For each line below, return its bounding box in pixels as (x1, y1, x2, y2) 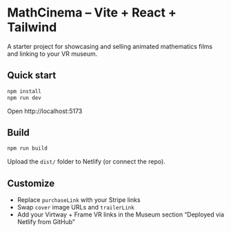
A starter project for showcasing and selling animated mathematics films (7, 42, 212, 50)
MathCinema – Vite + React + (7, 5, 177, 21)
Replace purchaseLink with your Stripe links (17, 196, 141, 204)
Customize (7, 177, 55, 189)
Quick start (7, 70, 57, 81)
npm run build (7, 145, 48, 152)
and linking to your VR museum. (7, 50, 98, 58)
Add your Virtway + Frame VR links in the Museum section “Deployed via (17, 210, 225, 219)
